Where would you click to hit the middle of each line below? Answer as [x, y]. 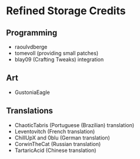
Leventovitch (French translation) [55, 131]
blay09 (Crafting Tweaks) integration [59, 59]
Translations [30, 111]
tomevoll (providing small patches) [56, 53]
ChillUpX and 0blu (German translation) [62, 138]
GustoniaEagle [32, 92]
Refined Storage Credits [66, 11]
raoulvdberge [31, 47]
